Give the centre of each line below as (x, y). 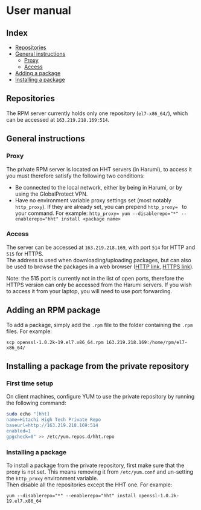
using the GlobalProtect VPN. (51, 194)
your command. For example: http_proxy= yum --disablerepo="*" (97, 213)
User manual (39, 11)
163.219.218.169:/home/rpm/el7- (147, 342)
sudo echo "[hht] (28, 414)
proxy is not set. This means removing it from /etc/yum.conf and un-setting (100, 472)
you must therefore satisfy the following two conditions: (75, 176)
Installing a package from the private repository (98, 366)
